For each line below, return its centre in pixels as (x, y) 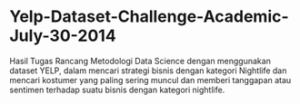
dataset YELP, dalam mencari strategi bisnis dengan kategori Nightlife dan (148, 71)
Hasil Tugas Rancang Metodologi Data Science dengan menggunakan (140, 61)
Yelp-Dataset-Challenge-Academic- (149, 17)
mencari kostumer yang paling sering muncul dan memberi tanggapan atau (150, 80)
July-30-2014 (63, 36)
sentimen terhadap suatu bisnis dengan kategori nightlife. (117, 90)
